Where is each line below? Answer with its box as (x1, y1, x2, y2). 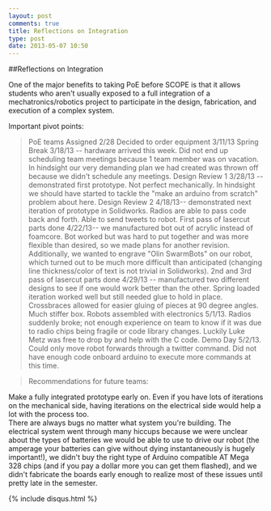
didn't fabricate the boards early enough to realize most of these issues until (8, 470, 263, 479)
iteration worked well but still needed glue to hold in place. (28, 292, 223, 302)
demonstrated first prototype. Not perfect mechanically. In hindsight (28, 180, 256, 190)
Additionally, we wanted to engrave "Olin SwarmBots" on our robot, (28, 249, 253, 259)
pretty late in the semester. (8, 479, 98, 488)
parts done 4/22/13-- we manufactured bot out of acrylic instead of (28, 224, 253, 233)
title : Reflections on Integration (8, 27, 129, 35)
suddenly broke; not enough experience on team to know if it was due (28, 317, 262, 328)
